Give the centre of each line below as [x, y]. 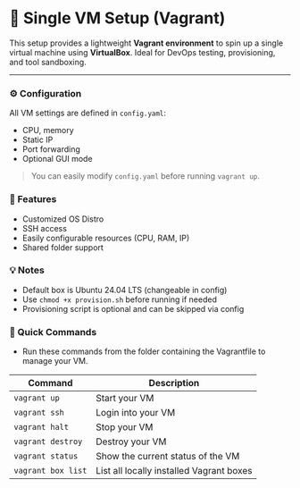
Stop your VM [124, 427]
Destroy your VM [131, 442]
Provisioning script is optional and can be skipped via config [133, 308]
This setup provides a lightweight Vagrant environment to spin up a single [146, 43]
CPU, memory [48, 130]
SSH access [44, 228]
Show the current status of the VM [167, 457]
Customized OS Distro [63, 219]
